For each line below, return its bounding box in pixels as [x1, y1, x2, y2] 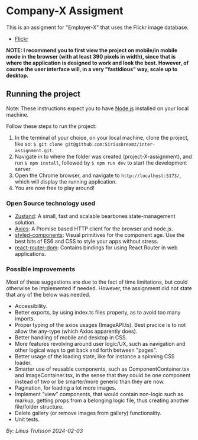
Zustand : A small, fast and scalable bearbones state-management [14, 213, 176, 220]
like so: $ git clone [14, 140, 63, 147]
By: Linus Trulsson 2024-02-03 [6, 428, 83, 435]
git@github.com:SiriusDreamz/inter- [64, 141, 155, 147]
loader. [14, 359, 32, 367]
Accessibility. [14, 303, 47, 310]
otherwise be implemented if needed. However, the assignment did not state [6, 285, 192, 292]
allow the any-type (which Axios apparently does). [14, 327, 138, 335]
